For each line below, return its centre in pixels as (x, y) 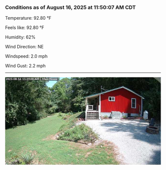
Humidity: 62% (20, 37)
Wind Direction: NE (24, 47)
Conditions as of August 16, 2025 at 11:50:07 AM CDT (70, 7)
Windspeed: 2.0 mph (26, 56)
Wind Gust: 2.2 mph (25, 66)
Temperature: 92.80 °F (28, 18)
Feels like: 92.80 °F (25, 28)
